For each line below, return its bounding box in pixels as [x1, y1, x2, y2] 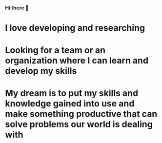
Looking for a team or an [5, 45, 106, 56]
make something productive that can [5, 108, 158, 120]
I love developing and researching [5, 22, 145, 34]
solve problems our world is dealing [5, 119, 153, 130]
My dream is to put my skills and [5, 88, 139, 99]
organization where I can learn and [5, 55, 149, 66]
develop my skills [5, 65, 77, 77]
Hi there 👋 [5, 4, 29, 11]
